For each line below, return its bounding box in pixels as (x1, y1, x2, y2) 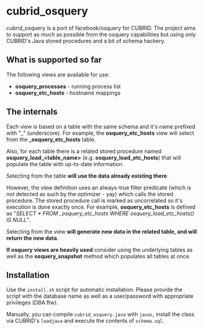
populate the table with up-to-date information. (6, 160, 124, 167)
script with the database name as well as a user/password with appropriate (6, 292, 194, 300)
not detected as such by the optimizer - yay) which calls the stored (6, 190, 174, 198)
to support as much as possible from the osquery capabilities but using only (6, 30, 196, 38)
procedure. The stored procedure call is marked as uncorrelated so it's (6, 197, 183, 204)
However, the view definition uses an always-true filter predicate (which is (6, 184, 191, 191)
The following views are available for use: (6, 71, 110, 78)
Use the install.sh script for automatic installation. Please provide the (6, 286, 183, 294)
